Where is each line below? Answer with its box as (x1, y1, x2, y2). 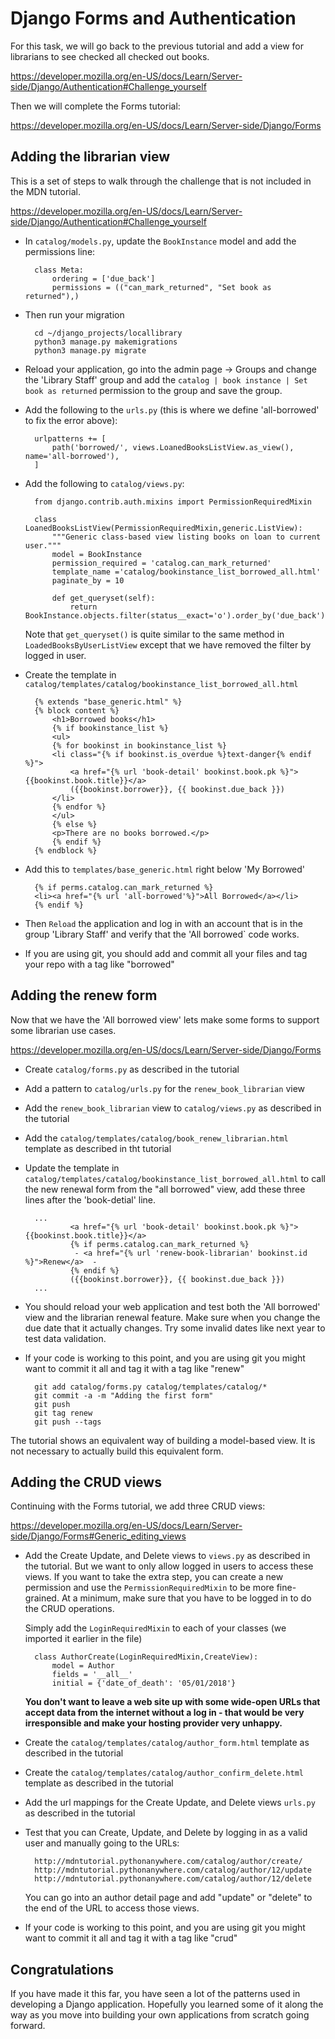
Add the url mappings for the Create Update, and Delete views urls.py (24, 1797, 316, 1809)
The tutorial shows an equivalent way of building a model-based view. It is (10, 1434, 316, 1446)
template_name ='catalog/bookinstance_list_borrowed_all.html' (51, 567, 322, 577)
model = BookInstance (51, 549, 142, 559)
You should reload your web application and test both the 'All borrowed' (24, 1300, 321, 1312)
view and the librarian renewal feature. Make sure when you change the (24, 1311, 321, 1323)
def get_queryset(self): (51, 593, 156, 603)
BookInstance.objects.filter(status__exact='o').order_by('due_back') (24, 610, 326, 621)
